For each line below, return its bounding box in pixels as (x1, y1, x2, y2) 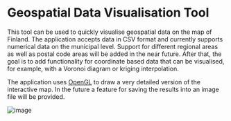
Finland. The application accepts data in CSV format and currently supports (7, 35, 223, 43)
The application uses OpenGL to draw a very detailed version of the (7, 77, 201, 86)
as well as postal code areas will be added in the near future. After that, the (7, 50, 222, 58)
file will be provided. (7, 92, 65, 101)
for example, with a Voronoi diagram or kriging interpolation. (7, 64, 179, 73)
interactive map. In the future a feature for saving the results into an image (7, 85, 220, 93)
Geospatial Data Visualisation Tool (7, 5, 209, 21)
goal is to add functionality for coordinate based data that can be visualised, (7, 57, 225, 65)
